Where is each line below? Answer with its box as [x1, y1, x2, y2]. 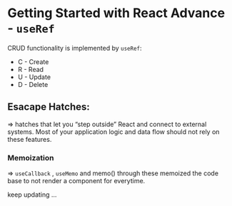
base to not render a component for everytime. [7, 177, 146, 185]
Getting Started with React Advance [7, 5, 226, 21]
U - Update [17, 73, 51, 81]
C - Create [17, 57, 49, 66]
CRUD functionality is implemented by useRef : [7, 43, 142, 52]
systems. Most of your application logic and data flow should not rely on [7, 127, 220, 136]
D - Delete [17, 80, 49, 88]
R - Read [17, 65, 44, 73]
